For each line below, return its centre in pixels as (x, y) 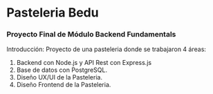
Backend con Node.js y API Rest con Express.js (84, 63)
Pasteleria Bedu (53, 13)
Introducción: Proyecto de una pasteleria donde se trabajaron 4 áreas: (106, 49)
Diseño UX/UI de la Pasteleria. (59, 77)
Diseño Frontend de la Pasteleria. (64, 85)
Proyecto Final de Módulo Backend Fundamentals (91, 35)
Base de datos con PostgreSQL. (62, 70)
